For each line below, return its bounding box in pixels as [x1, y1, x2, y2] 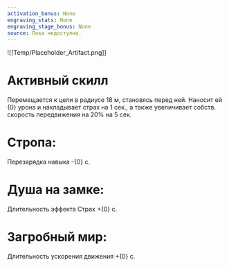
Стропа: [7, 135, 57, 150]
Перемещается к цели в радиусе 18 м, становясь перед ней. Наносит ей [7, 96, 223, 104]
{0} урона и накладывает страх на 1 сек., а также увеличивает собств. [7, 103, 217, 112]
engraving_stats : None [7, 17, 73, 24]
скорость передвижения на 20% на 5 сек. [7, 110, 132, 119]
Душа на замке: [7, 182, 104, 198]
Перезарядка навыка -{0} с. [7, 157, 91, 166]
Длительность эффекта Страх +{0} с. [7, 205, 118, 214]
